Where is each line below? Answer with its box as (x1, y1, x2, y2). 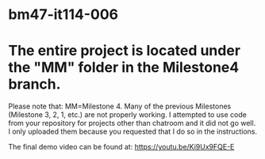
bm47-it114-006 (8, 6, 119, 24)
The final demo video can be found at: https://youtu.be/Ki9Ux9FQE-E (8, 142, 235, 152)
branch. (8, 75, 61, 93)
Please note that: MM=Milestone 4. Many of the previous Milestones (8, 101, 232, 112)
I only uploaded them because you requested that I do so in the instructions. (8, 127, 258, 136)
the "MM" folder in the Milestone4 (8, 59, 240, 77)
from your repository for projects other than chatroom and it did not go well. (8, 119, 256, 128)
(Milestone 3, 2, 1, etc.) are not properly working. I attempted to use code (8, 110, 248, 119)
